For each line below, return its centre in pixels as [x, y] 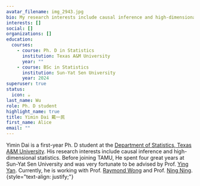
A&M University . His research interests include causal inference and [89, 151]
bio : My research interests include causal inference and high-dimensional [102, 17]
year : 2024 [35, 78]
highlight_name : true [33, 111]
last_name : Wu [24, 100]
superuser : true [26, 84]
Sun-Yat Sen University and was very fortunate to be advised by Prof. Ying [97, 164]
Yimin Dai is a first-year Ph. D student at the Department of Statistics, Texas [99, 145]
